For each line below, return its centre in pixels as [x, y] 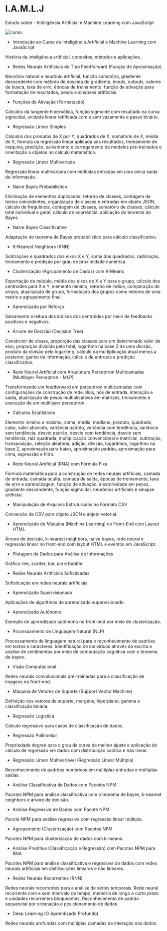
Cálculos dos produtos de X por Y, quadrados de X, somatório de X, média [82, 136]
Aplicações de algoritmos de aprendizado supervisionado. [65, 602]
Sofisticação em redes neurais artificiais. [47, 582]
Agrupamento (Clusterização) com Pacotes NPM [63, 828]
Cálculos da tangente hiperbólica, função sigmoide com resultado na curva [83, 111]
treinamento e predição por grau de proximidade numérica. [66, 261]
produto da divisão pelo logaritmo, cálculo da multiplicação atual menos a [81, 351]
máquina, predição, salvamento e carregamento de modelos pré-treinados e [83, 147]
